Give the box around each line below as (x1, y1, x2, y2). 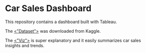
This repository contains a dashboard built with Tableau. (5, 19, 117, 25)
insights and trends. (5, 42, 44, 48)
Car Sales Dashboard (5, 3, 92, 14)
